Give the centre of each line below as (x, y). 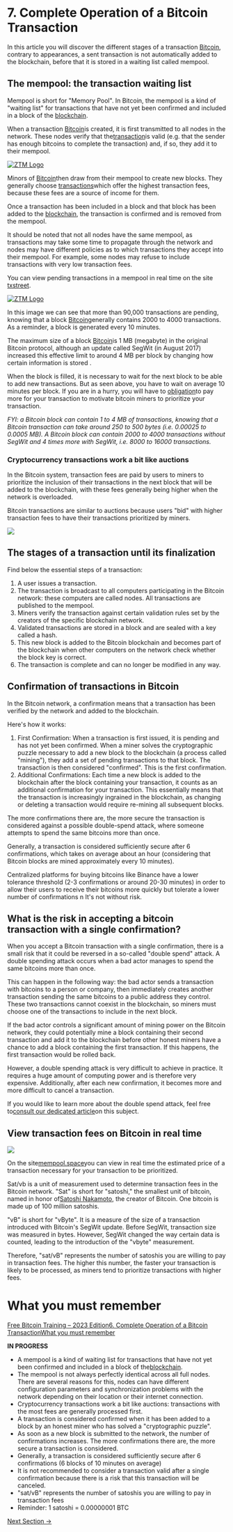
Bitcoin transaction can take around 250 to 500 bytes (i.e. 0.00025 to (107, 427)
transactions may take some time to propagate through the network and (110, 242)
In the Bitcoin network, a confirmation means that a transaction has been (111, 703)
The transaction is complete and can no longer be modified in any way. (119, 664)
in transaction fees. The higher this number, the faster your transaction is (112, 1263)
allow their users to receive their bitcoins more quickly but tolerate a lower (113, 889)
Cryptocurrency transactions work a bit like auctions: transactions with (119, 1404)
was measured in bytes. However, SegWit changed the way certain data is (114, 1234)
